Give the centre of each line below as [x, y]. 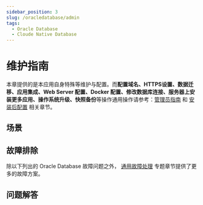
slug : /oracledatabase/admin [43, 18]
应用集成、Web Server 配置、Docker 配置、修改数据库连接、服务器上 [103, 92]
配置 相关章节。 [36, 107]
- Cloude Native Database [44, 35]
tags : [13, 23]
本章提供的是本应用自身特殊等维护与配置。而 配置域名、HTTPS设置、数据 [97, 84]
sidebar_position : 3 [32, 12]
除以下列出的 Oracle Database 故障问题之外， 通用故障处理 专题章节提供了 [99, 166]
